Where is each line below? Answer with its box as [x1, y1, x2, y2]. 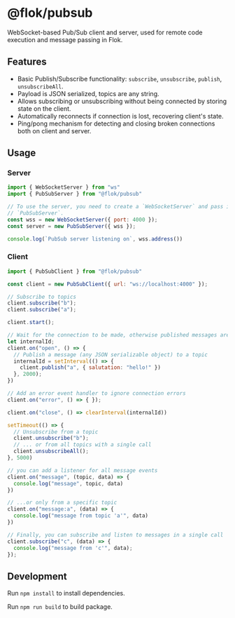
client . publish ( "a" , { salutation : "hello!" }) [20, 364, 161, 371]
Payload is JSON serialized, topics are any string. [17, 89, 159, 98]
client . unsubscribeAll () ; [13, 448, 90, 455]
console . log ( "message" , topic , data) [13, 480, 124, 487]
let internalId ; [7, 338, 55, 345]
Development [7, 570, 68, 582]
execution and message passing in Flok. [7, 35, 123, 43]
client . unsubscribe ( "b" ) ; [13, 435, 90, 442]
